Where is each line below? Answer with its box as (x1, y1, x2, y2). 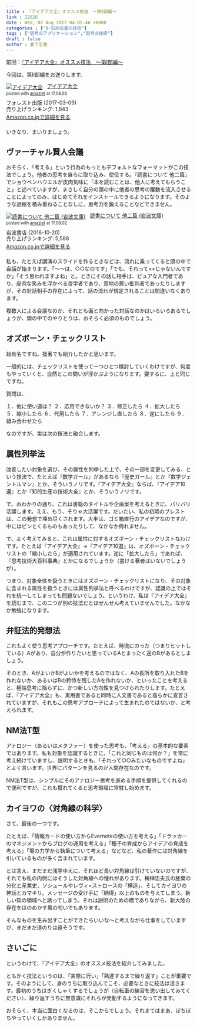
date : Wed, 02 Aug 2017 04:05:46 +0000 (6, 19, 107, 25)
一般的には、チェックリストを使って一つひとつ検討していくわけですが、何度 (6, 362, 191, 369)
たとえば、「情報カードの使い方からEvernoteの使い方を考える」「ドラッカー (6, 833, 188, 839)
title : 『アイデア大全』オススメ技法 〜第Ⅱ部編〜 (6, 8, 117, 15)
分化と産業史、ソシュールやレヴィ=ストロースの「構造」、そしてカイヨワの (6, 882, 187, 889)
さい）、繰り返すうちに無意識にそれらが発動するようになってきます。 (11, 994, 178, 1001)
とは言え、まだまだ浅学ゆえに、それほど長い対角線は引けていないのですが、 (6, 867, 192, 874)
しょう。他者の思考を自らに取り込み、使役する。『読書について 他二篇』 (16, 171, 190, 178)
